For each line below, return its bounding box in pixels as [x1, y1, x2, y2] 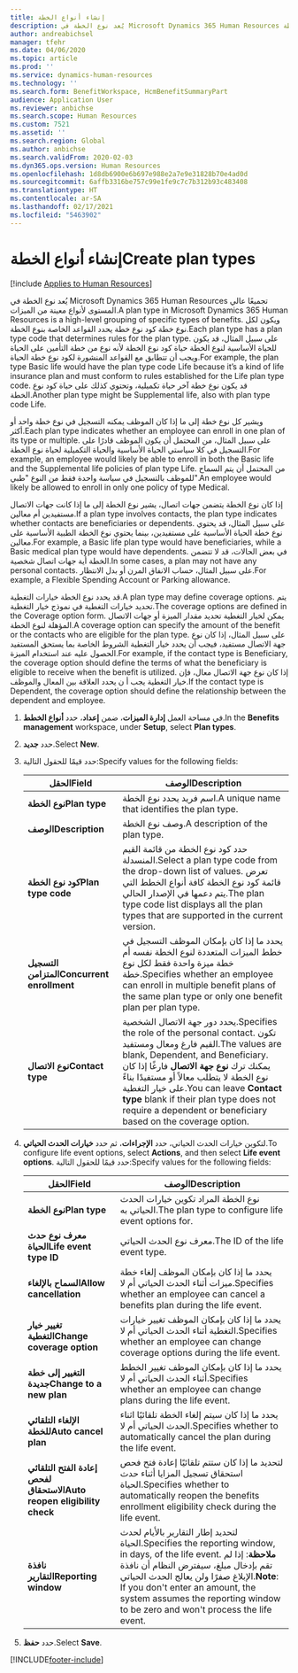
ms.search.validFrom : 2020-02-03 [10, 152, 134, 162]
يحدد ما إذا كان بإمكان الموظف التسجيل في [122, 934, 284, 947]
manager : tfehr [10, 37, 66, 47]
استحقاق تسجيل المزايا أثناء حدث [119, 1467, 244, 1479]
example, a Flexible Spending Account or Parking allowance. [10, 574, 231, 585]
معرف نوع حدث [27, 1228, 87, 1241]
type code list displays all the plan [122, 898, 264, 910]
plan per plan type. [122, 1001, 201, 1013]
